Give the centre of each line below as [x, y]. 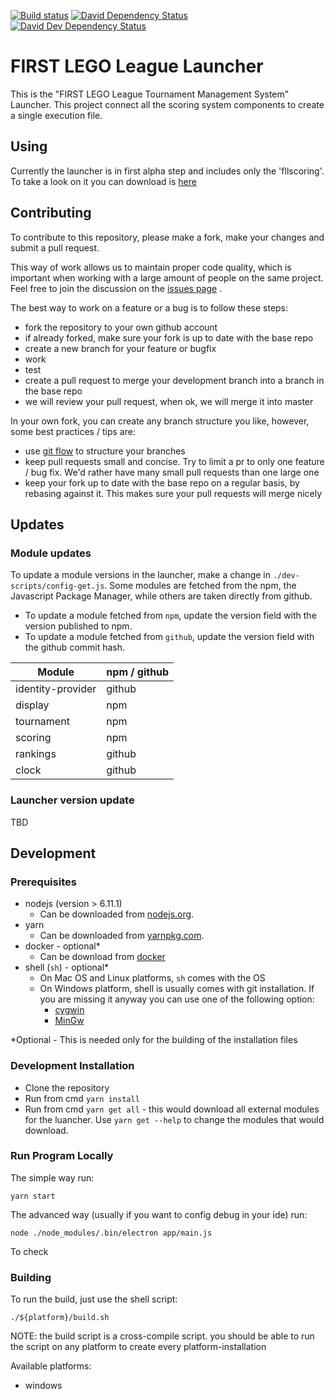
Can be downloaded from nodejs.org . [117, 914]
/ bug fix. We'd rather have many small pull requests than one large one [172, 472]
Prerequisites [43, 882]
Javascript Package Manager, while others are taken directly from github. [161, 596]
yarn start [33, 1196]
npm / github [138, 672]
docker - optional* [62, 946]
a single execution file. [56, 115]
